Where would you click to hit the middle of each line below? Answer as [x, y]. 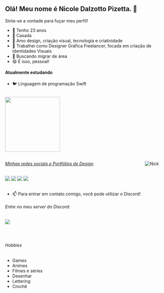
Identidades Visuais [32, 51]
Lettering [21, 281]
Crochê [20, 286]
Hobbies [13, 245]
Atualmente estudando [29, 73]
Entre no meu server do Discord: [38, 207]
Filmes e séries [27, 271]
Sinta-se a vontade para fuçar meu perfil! [47, 21]
